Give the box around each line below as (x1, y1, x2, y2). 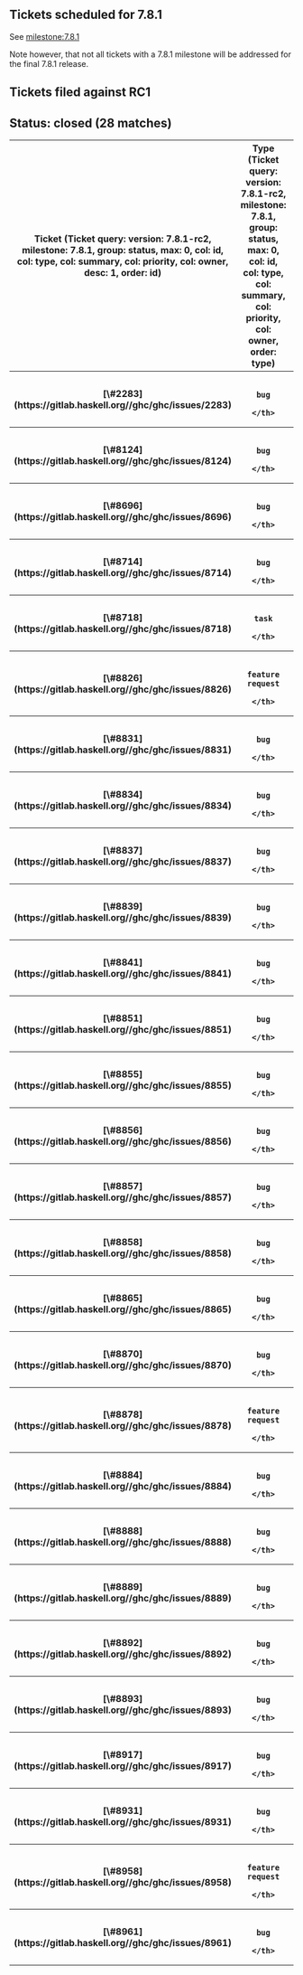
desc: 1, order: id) (84, 267, 162, 279)
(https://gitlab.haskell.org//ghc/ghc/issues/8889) (14, 1592, 232, 1604)
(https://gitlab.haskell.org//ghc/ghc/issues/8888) (14, 1536, 232, 1549)
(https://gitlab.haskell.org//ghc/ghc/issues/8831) (14, 743, 232, 756)
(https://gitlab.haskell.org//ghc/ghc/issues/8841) (14, 968, 232, 980)
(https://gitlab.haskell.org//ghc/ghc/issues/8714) (14, 567, 232, 580)
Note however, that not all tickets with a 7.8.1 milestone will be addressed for (9, 49, 291, 60)
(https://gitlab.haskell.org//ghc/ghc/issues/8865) (14, 1303, 232, 1316)
